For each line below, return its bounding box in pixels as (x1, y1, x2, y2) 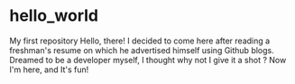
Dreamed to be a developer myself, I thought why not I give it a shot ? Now (9, 54, 287, 65)
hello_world (9, 5, 99, 26)
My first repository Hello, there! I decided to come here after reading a (9, 35, 271, 46)
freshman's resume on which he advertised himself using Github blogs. (9, 44, 274, 55)
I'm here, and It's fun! (9, 64, 89, 75)
